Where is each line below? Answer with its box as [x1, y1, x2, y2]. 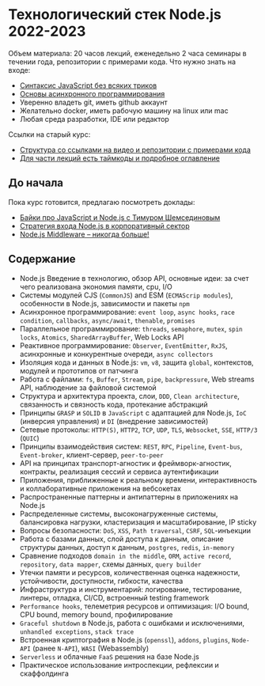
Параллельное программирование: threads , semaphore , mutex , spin [19, 324, 243, 333]
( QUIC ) [19, 433, 40, 442]
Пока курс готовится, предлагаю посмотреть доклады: [8, 197, 195, 207]
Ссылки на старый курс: [8, 129, 91, 139]
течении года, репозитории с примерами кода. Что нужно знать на [8, 57, 236, 66]
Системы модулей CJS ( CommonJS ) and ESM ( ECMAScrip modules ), [19, 290, 233, 300]
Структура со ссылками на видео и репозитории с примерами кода [19, 145, 252, 154]
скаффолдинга [19, 669, 69, 678]
